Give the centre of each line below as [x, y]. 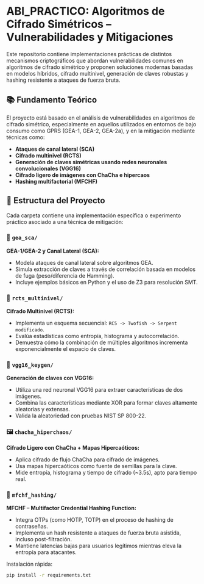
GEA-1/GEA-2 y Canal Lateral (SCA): [53, 251]
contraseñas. [32, 527]
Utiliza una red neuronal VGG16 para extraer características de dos [99, 390]
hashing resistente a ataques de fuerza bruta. [63, 80]
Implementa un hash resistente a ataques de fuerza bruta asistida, [98, 533]
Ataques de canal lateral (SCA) [55, 149]
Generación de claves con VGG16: [50, 378]
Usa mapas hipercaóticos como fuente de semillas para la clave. [96, 466]
